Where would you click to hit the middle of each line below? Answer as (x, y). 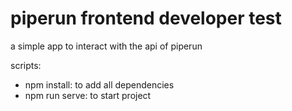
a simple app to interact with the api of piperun (106, 46)
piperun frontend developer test (146, 18)
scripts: (26, 65)
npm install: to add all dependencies (99, 84)
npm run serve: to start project (88, 95)
